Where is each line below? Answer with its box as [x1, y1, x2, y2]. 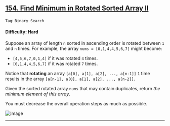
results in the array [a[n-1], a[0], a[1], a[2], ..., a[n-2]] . [5, 76, 136, 82]
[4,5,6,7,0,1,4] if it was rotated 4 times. [12, 55, 98, 61]
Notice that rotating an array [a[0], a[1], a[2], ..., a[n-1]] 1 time [5, 71, 150, 77]
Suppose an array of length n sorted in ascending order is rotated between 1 [5, 40, 164, 46]
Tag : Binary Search [5, 17, 45, 23]
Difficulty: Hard [5, 29, 38, 35]
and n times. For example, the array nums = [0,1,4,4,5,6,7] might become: [5, 45, 162, 52]
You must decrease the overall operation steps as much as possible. [5, 101, 148, 107]
